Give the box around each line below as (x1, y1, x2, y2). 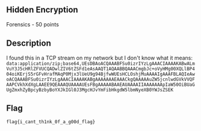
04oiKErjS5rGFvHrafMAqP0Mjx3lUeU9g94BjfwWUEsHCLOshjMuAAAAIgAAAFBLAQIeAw (6, 71, 196, 77)
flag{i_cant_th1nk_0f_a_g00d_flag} (6, 119, 96, 125)
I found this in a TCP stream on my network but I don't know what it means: (6, 54, 193, 61)
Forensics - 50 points (6, 20, 59, 28)
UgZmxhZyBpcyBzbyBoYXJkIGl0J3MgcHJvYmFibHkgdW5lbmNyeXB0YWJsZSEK (6, 87, 173, 93)
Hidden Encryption (6, 5, 78, 15)
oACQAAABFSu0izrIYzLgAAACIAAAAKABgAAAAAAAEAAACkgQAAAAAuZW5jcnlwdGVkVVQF (6, 76, 196, 82)
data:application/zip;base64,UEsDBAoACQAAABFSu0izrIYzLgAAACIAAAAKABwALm (6, 60, 196, 67)
